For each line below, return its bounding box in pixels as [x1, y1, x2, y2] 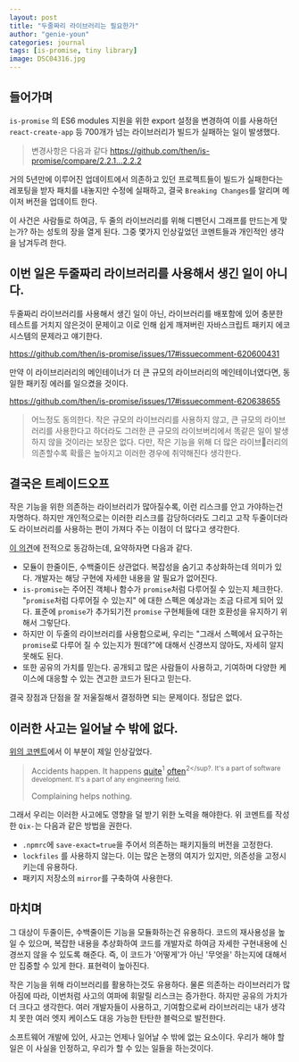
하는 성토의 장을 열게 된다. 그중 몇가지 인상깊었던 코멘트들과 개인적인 [29, 226, 268, 236]
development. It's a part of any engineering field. [30, 775, 181, 784]
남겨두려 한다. [18, 237, 67, 248]
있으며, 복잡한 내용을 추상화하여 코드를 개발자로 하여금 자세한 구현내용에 [28, 938, 278, 949]
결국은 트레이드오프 [9, 477, 110, 492]
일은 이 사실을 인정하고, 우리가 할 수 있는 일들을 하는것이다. [9, 1042, 214, 1053]
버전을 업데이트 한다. [25, 195, 98, 206]
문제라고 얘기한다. [39, 330, 103, 341]
